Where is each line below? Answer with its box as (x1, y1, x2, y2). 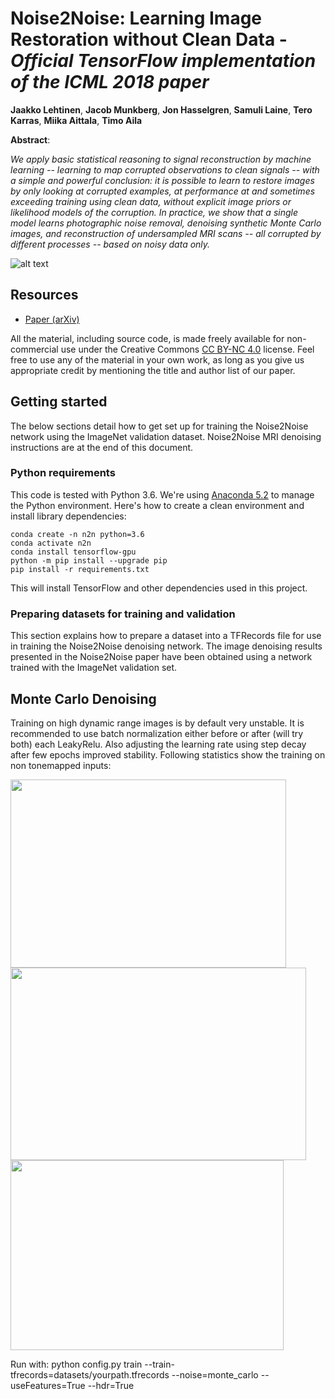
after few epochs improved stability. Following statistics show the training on (10, 748, 326, 761)
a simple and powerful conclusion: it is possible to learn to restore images (10, 174, 315, 186)
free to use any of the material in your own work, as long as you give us (10, 353, 305, 366)
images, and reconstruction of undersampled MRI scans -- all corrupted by (10, 227, 322, 239)
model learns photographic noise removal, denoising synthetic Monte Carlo (10, 217, 322, 229)
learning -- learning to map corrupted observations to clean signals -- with (10, 163, 320, 176)
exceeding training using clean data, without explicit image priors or (10, 195, 292, 207)
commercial (10, 343, 59, 355)
